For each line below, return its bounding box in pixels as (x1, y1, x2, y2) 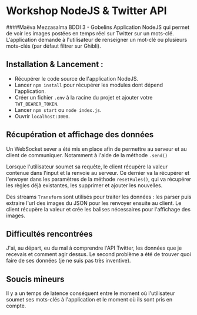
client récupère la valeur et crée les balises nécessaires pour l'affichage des (6, 205, 191, 213)
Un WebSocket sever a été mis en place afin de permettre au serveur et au (6, 145, 187, 152)
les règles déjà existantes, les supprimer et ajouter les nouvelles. (6, 181, 163, 189)
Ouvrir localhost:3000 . (14, 112, 70, 120)
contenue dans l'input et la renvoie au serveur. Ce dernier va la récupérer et (6, 169, 190, 176)
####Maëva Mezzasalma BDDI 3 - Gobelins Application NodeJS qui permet (6, 24, 190, 31)
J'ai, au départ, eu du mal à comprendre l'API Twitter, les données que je (6, 244, 182, 251)
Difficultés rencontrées (6, 228, 93, 239)
